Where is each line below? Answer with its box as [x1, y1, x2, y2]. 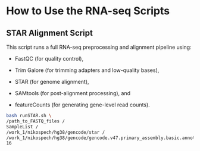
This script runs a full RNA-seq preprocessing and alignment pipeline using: [6, 43, 192, 51]
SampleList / [6, 124, 39, 130]
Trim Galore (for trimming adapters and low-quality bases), [14, 67, 160, 74]
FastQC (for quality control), [14, 55, 84, 62]
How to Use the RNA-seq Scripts [6, 4, 170, 18]
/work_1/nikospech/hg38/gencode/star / [6, 129, 105, 135]
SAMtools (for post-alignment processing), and [14, 90, 131, 96]
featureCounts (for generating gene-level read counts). [14, 101, 150, 108]
